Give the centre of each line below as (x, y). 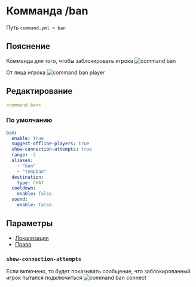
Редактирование (39, 91)
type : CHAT (30, 183)
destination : (28, 177)
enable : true (28, 138)
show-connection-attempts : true (52, 149)
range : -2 (24, 155)
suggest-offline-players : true (50, 144)
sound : (20, 199)
